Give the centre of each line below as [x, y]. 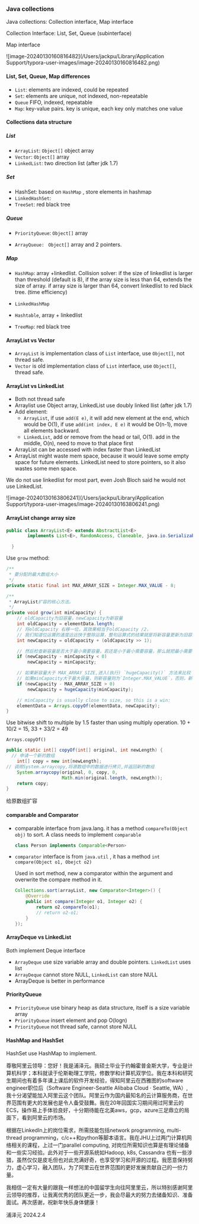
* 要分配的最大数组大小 [33, 575]
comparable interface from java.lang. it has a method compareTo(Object [101, 828]
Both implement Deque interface [46, 950]
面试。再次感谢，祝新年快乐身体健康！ [53, 1203]
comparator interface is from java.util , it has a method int [87, 857]
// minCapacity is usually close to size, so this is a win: [94, 700]
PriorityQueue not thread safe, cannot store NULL [76, 1026]
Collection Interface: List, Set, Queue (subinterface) [69, 33]
